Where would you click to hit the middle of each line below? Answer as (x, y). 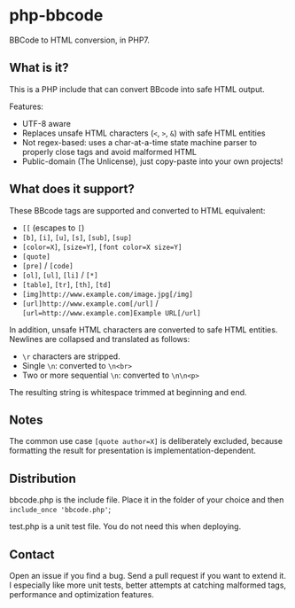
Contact (32, 554)
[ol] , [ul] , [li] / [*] (60, 275)
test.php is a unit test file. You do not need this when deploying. (125, 526)
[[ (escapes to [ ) (53, 228)
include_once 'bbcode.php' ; (60, 510)
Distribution (43, 478)
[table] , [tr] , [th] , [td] (66, 284)
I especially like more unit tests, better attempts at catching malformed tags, (147, 585)
